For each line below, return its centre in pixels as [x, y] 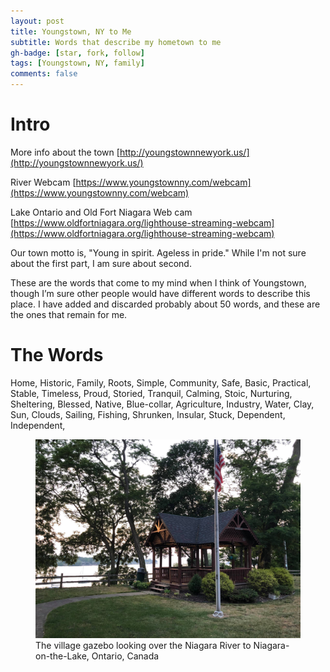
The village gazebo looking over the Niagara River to [143, 645]
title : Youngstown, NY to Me [71, 31]
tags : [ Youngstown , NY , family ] [77, 63]
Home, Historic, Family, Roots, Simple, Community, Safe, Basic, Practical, [161, 382]
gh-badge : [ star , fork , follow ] [77, 53]
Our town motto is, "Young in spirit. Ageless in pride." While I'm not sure [158, 252]
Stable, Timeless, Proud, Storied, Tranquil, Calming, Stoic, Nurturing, [151, 393]
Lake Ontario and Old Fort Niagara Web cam [101, 212]
